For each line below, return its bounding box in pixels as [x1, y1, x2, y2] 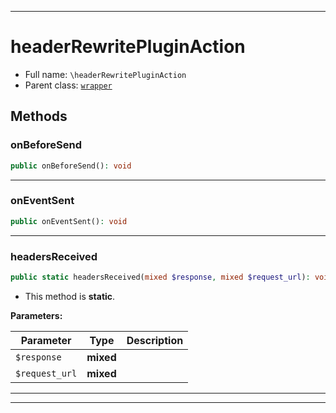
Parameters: [10, 309, 63, 321]
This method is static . [24, 290, 116, 302]
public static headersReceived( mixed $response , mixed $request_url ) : [10, 272, 311, 282]
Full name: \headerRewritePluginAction [24, 68, 187, 80]
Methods [10, 108, 68, 125]
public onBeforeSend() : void [10, 161, 132, 171]
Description [126, 333, 184, 347]
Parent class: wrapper [24, 79, 113, 91]
